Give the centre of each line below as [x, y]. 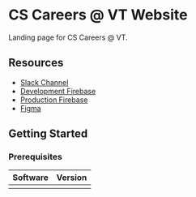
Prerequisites [35, 157]
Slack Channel [44, 82]
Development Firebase [58, 91]
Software [30, 178]
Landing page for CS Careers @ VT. [68, 37]
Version [72, 178]
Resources [36, 63]
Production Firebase [54, 100]
